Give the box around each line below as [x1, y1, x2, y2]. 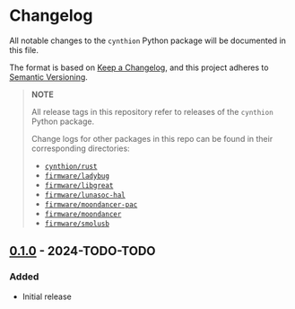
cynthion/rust [44, 162, 98, 171]
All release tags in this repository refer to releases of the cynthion [30, 106, 273, 117]
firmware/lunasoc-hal [44, 190, 126, 199]
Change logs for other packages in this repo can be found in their [30, 133, 273, 144]
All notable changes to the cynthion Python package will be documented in [9, 35, 287, 46]
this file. [9, 44, 39, 55]
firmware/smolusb [44, 219, 110, 228]
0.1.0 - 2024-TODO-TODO [9, 243, 156, 259]
